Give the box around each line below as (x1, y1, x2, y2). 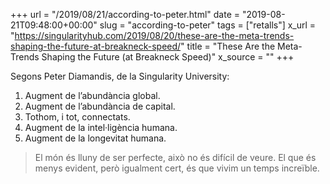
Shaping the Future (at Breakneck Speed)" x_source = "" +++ (41, 51, 295, 63)
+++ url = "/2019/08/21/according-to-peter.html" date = (10, 9, 241, 20)
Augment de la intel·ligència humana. (24, 122, 178, 133)
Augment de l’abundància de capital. (24, 100, 176, 112)
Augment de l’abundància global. (24, 90, 161, 101)
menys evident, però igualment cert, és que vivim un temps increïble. (34, 162, 320, 174)
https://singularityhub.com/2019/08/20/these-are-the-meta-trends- (14, 30, 295, 41)
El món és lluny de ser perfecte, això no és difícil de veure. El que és (34, 152, 317, 163)
